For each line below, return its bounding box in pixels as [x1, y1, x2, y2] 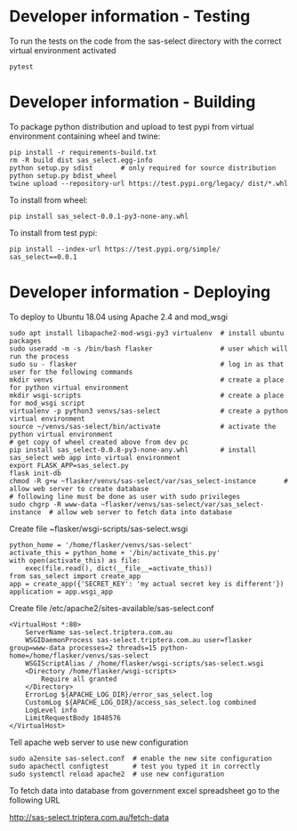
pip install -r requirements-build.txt [9, 148, 157, 157]
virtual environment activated [9, 44, 116, 55]
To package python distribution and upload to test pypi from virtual [9, 121, 254, 132]
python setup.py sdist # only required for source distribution [9, 163, 277, 173]
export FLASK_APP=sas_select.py [9, 461, 129, 470]
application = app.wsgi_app [9, 587, 114, 596]
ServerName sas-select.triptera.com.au [25, 627, 173, 637]
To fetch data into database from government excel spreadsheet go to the [9, 785, 280, 795]
